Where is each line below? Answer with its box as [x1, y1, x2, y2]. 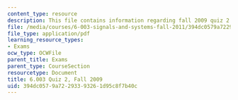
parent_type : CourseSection [7, 63, 91, 70]
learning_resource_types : [7, 37, 84, 44]
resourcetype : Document [7, 69, 78, 76]
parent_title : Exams [7, 56, 69, 63]
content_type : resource [7, 10, 78, 18]
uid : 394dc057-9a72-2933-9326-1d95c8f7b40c [7, 82, 138, 89]
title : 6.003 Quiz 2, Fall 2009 [7, 75, 103, 83]
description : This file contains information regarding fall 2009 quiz [7, 17, 223, 24]
